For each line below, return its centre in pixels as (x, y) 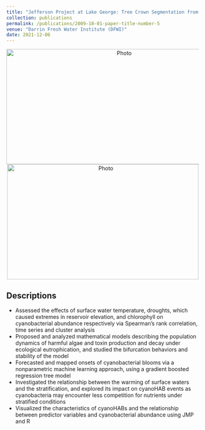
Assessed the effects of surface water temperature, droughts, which (102, 310)
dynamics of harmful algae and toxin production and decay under (98, 343)
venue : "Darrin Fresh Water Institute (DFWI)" (67, 29)
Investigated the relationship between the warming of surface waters (102, 382)
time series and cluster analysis (55, 330)
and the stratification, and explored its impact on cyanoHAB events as (103, 388)
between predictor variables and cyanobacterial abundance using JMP (104, 415)
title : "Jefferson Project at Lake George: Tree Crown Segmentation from (102, 12)
